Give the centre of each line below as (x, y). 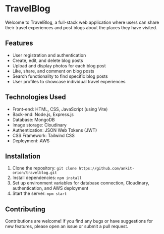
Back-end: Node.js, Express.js (43, 114)
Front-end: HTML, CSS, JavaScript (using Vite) (60, 109)
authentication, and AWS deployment (50, 188)
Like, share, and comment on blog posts (53, 71)
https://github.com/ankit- (107, 169)
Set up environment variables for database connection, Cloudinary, (81, 183)
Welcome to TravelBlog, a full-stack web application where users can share (82, 22)
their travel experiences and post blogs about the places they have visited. (81, 27)
